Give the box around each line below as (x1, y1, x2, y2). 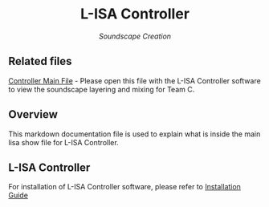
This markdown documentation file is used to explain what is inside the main (8, 129, 261, 139)
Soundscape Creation (99, 31, 171, 41)
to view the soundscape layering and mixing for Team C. (8, 84, 195, 94)
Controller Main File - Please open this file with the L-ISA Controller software (8, 75, 261, 85)
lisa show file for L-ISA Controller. (8, 137, 119, 147)
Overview (8, 108, 59, 121)
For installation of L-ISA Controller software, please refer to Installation (8, 182, 241, 192)
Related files (8, 55, 72, 68)
